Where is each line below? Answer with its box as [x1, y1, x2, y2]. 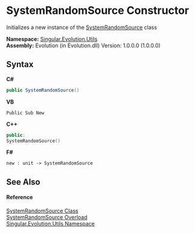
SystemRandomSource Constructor [6, 4, 189, 18]
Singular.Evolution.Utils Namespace [6, 220, 95, 227]
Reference [6, 194, 33, 201]
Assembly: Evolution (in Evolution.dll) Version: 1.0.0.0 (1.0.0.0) [6, 42, 161, 49]
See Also [6, 177, 40, 187]
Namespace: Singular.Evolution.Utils [6, 35, 98, 42]
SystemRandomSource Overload [6, 213, 88, 221]
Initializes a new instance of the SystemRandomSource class [6, 24, 158, 31]
